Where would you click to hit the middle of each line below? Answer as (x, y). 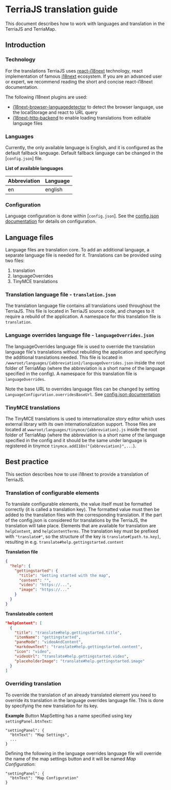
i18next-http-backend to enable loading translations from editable (82, 118)
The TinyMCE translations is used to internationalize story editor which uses (85, 419)
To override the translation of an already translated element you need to (81, 695)
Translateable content (29, 614)
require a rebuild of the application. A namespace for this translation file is (83, 317)
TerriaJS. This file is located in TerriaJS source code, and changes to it (80, 311)
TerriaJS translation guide (62, 9)
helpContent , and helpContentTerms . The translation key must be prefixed (82, 531)
